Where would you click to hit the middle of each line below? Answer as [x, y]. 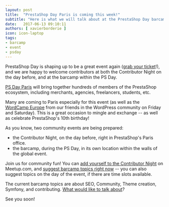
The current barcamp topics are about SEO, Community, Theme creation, [81, 184]
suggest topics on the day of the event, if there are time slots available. [79, 174]
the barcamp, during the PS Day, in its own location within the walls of [85, 148]
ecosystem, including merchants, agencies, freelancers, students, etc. [78, 92]
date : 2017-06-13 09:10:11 [36, 24]
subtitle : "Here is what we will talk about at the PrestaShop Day [77, 19]
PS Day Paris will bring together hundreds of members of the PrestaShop [81, 87]
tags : [11, 38]
